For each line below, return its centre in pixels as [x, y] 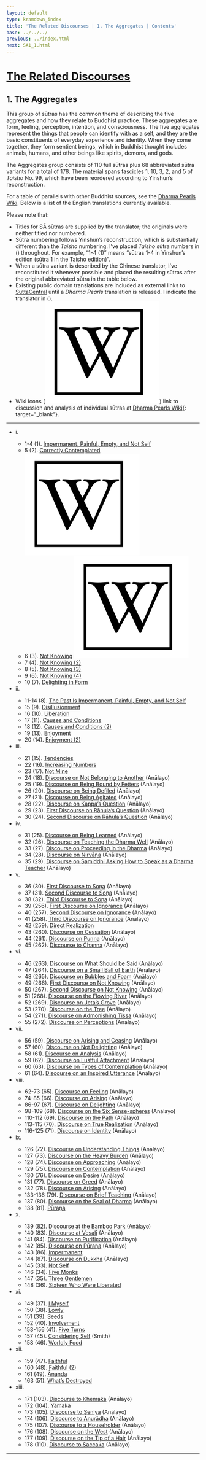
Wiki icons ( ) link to [97, 401]
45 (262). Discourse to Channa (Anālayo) [76, 945]
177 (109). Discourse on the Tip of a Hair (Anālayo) [88, 1438]
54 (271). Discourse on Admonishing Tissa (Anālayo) [91, 1015]
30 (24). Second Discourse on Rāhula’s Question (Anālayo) [99, 817]
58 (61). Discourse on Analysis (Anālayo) [76, 1054]
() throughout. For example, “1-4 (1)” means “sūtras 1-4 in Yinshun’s [100, 253]
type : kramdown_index [34, 19]
